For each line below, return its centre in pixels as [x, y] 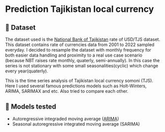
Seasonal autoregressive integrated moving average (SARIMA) [76, 124]
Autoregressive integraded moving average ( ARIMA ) [66, 119]
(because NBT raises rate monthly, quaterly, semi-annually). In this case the [82, 60]
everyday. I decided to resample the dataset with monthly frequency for [78, 50]
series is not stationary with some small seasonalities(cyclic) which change [82, 66]
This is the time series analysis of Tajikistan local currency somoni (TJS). [79, 81]
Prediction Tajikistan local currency [80, 9]
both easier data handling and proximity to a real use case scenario [74, 55]
